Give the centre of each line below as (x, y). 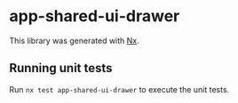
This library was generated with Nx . (74, 40)
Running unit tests (61, 68)
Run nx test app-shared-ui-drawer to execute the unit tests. (119, 89)
